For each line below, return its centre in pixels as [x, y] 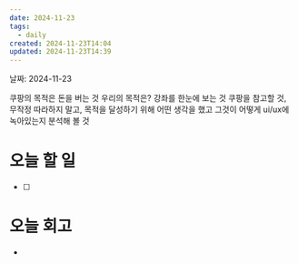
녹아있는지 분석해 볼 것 [50, 121]
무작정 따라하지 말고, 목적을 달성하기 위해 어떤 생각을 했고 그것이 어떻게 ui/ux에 [149, 109]
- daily [32, 35]
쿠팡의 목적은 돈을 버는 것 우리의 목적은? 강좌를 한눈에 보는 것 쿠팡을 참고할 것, [148, 98]
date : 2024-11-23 [42, 18]
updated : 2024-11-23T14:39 [60, 52]
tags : [20, 26]
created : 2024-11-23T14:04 [60, 43]
